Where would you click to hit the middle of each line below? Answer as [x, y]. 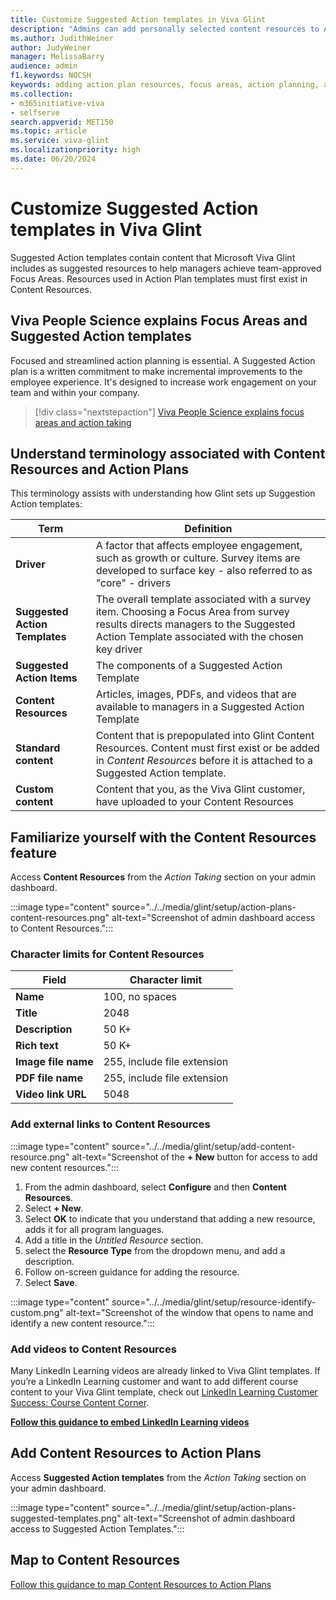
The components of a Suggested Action [189, 666]
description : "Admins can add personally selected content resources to [165, 29]
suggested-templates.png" [66, 1518]
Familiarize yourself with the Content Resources [163, 837]
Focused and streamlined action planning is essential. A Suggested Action [163, 360]
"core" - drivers [133, 583]
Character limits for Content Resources [107, 954]
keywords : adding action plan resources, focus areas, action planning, [165, 85]
